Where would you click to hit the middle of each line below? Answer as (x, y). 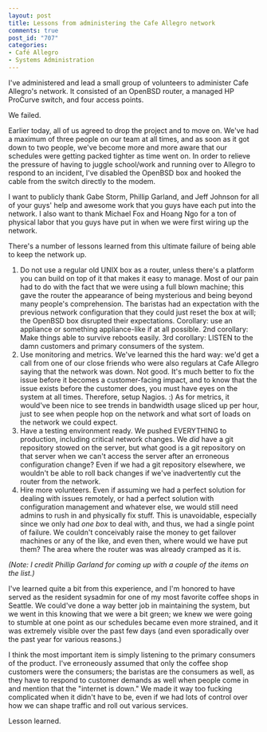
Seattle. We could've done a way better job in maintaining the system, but (129, 605)
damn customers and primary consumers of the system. (112, 346)
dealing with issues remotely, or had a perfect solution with (117, 498)
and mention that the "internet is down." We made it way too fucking (120, 688)
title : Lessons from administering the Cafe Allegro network (112, 23)
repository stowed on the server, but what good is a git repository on (132, 448)
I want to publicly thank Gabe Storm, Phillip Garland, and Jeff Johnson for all (133, 197)
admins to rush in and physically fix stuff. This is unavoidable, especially (138, 515)
